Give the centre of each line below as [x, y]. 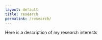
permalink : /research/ [28, 19]
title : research [22, 14]
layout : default [22, 10]
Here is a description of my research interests [51, 33]
